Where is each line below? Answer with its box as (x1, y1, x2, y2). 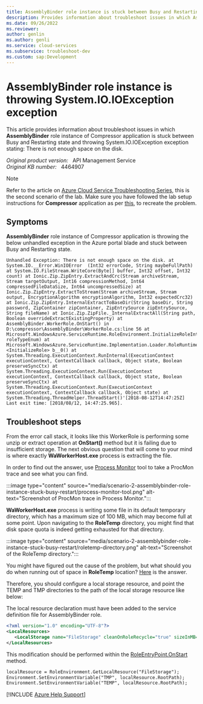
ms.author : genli (6, 37, 50, 43)
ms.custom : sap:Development (6, 54, 77, 60)
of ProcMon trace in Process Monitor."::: (51, 495, 152, 502)
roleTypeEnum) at (6, 337, 50, 343)
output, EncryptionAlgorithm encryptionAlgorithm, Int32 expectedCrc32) (6, 295, 193, 301)
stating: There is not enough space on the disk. (6, 145, 124, 152)
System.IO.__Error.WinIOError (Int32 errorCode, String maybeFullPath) (6, 262, 193, 269)
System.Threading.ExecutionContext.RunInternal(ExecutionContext (6, 353, 174, 359)
